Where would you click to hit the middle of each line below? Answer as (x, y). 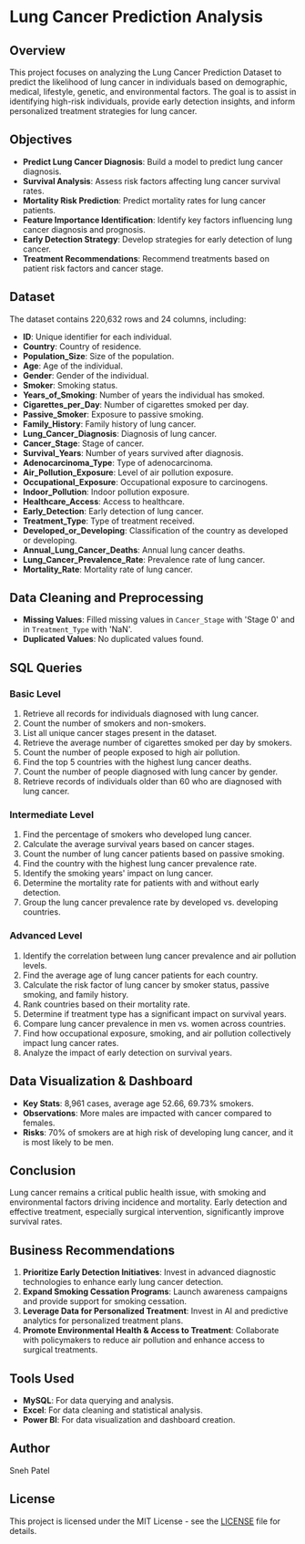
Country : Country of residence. (82, 346)
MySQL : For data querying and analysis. (98, 1400)
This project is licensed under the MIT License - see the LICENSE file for (145, 1521)
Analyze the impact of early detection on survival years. (127, 1052)
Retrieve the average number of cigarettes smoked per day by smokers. (158, 743)
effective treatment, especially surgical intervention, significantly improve (147, 1212)
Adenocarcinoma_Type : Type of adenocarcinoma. (118, 462)
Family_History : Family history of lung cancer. (109, 424)
